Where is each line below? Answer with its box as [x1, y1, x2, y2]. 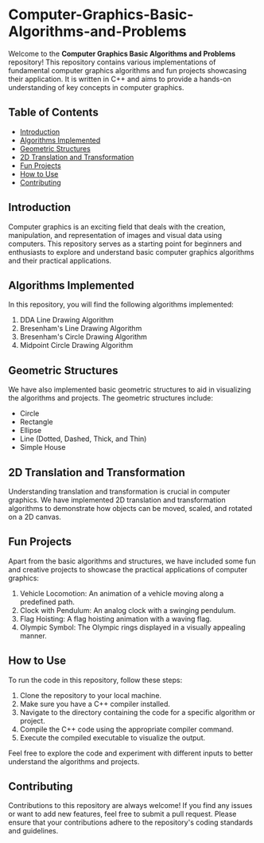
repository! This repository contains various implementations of [8, 57, 216, 67]
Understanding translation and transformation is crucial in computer [8, 487, 231, 496]
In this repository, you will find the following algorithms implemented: [8, 300, 235, 310]
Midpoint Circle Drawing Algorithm [19, 341, 134, 350]
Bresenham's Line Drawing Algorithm [19, 324, 142, 334]
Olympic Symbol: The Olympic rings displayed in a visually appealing [19, 622, 246, 632]
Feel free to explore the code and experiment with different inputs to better [8, 748, 253, 758]
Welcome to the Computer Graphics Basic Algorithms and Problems [8, 49, 236, 58]
